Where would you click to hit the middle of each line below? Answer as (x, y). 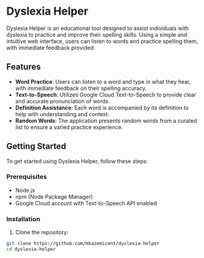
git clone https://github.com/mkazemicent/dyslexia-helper (83, 244)
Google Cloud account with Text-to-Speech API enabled (86, 203)
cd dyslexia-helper (31, 249)
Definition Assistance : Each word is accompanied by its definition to (102, 108)
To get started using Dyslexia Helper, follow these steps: (77, 161)
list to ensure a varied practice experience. (69, 127)
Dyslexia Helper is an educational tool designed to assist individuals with (98, 28)
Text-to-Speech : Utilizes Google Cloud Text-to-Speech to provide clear (106, 94)
